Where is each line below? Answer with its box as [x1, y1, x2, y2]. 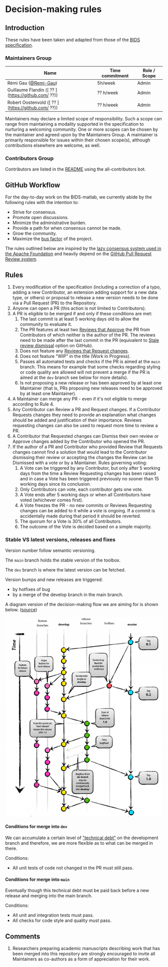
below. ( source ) [5, 607, 37, 613]
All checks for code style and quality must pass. [12, 917, 111, 923]
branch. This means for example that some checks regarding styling [19, 363, 161, 369]
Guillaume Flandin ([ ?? [7, 87, 55, 93]
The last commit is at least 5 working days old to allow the [19, 316, 139, 322]
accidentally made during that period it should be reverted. [19, 513, 141, 519]
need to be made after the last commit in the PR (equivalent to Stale [19, 337, 159, 343]
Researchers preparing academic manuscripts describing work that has [12, 945, 160, 951]
